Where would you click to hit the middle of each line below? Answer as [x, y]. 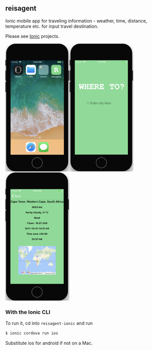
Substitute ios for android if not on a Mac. [49, 343]
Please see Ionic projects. [32, 36]
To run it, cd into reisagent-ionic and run [49, 323]
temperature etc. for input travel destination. [52, 26]
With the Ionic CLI [28, 312]
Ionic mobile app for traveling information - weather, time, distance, [76, 20]
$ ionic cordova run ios [32, 333]
